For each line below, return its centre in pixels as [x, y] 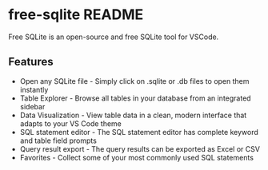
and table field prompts [58, 140]
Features [31, 62]
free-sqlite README [76, 15]
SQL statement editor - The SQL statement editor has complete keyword [139, 132]
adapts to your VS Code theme [71, 123]
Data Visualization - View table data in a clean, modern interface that [133, 115]
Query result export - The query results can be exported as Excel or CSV [140, 148]
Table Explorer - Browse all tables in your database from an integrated [135, 98]
